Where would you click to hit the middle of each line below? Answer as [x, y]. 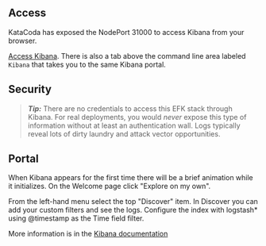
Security [30, 89]
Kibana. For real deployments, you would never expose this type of [137, 117]
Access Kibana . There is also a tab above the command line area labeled [127, 56]
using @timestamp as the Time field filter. [76, 218]
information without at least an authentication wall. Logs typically [134, 125]
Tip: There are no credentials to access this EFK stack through [130, 108]
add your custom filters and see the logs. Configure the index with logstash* [133, 210]
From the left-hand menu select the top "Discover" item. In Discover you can [133, 202]
